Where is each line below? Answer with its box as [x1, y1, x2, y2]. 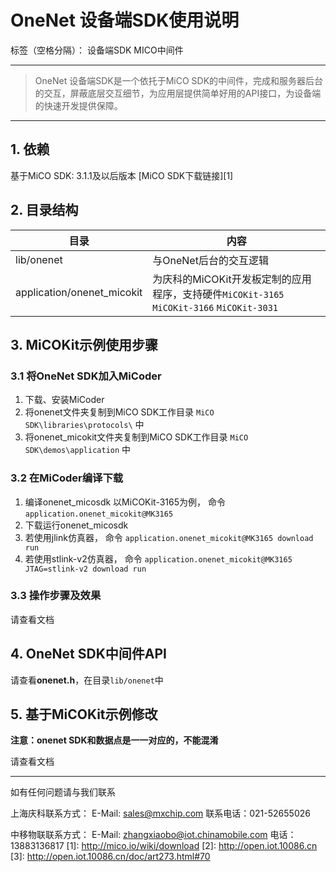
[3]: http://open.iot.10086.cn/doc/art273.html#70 [10, 851, 211, 863]
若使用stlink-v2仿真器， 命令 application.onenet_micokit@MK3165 [24, 552, 293, 565]
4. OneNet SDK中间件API [10, 646, 167, 663]
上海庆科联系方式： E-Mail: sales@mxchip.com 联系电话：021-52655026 [10, 807, 311, 820]
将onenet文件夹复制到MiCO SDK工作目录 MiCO [24, 406, 215, 418]
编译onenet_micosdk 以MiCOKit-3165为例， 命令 [24, 496, 226, 508]
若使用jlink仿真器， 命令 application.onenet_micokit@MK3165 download [24, 531, 314, 543]
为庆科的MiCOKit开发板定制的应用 [152, 272, 312, 286]
